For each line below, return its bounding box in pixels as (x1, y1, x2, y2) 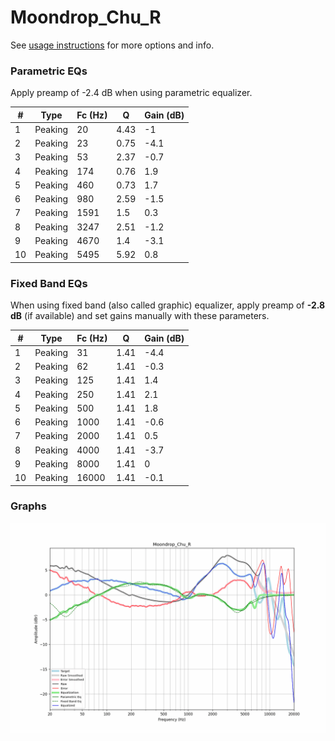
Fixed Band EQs (10, 276, 88, 290)
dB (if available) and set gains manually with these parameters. (10, 310, 270, 322)
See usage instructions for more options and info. (10, 39, 215, 51)
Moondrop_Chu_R (10, 6, 162, 29)
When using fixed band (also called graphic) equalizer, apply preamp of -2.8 (10, 299, 326, 311)
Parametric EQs (10, 64, 88, 78)
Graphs (10, 499, 47, 513)
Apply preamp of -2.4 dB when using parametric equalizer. (10, 87, 253, 99)
